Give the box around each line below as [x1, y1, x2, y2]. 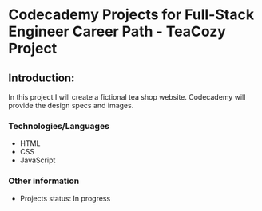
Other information [8, 175, 80, 186]
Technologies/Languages [8, 120, 110, 131]
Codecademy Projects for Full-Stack [8, 6, 254, 24]
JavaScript [19, 155, 56, 165]
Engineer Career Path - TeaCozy [8, 22, 226, 41]
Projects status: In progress [19, 193, 111, 203]
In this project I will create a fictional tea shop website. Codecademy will [8, 92, 246, 101]
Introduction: [8, 71, 75, 84]
